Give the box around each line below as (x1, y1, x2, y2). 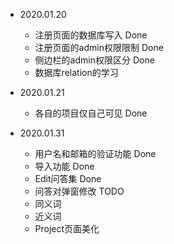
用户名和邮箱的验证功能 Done (34, 148, 157, 159)
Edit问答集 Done (34, 173, 102, 184)
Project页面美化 (34, 223, 100, 234)
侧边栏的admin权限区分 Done (34, 54, 155, 66)
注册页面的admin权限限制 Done (34, 42, 164, 53)
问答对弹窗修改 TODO (34, 185, 125, 197)
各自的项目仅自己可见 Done (34, 107, 148, 119)
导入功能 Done (34, 160, 95, 172)
